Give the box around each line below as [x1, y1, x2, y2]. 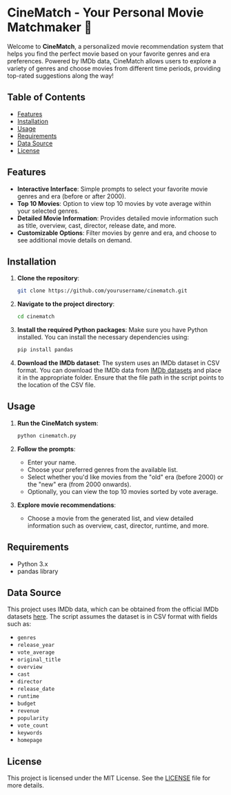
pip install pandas [17, 347, 74, 353]
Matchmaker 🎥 [7, 19, 92, 35]
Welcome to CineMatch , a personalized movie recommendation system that [7, 42, 224, 50]
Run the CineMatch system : [17, 419, 99, 427]
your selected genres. [17, 207, 80, 215]
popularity [17, 715, 49, 722]
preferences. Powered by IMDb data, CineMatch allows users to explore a [7, 56, 217, 65]
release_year [17, 642, 55, 649]
